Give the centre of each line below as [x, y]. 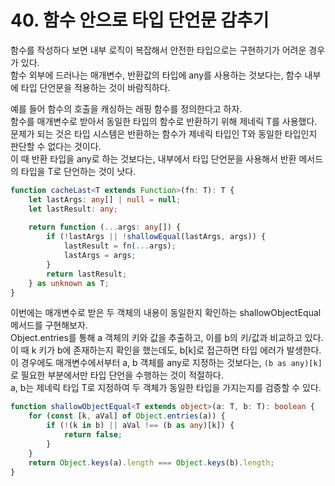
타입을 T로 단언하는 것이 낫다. [78, 171]
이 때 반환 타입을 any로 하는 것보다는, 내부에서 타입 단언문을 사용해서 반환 [153, 158]
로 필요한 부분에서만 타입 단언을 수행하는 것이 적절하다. [117, 375]
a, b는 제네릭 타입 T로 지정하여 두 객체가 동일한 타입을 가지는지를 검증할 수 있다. [166, 388]
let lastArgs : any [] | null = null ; [105, 199]
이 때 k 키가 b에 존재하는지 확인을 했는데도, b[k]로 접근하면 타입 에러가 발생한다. [166, 350]
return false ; [93, 435]
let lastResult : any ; [73, 209]
